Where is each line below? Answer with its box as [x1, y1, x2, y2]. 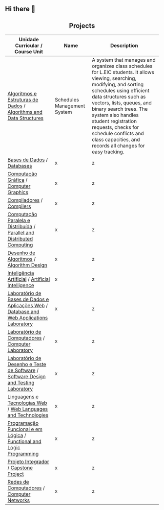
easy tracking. [92, 148, 124, 155]
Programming [7, 450, 39, 457]
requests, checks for [92, 124, 139, 131]
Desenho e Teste [7, 361, 46, 368]
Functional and [7, 438, 41, 445]
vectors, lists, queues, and [92, 99, 152, 106]
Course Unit [14, 49, 43, 55]
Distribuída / [7, 223, 36, 230]
